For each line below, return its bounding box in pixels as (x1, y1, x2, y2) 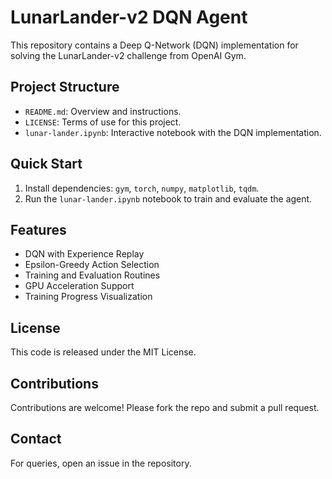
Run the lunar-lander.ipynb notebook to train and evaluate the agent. (24, 192, 313, 205)
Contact (10, 431, 62, 448)
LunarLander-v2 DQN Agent (10, 6, 248, 29)
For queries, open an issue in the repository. (10, 457, 192, 469)
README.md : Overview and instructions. (24, 105, 182, 117)
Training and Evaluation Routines (24, 269, 161, 281)
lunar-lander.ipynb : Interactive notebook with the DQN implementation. (24, 126, 322, 138)
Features (10, 221, 67, 238)
